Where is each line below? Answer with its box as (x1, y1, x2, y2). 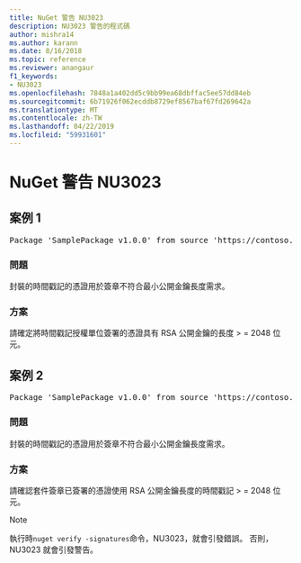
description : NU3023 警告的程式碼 (9, 22, 130, 31)
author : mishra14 (9, 30, 75, 39)
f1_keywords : (9, 72, 58, 81)
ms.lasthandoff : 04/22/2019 (9, 123, 115, 132)
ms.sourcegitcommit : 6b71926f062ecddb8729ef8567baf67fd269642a (9, 96, 252, 106)
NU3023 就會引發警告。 (9, 544, 99, 555)
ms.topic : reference (9, 55, 87, 64)
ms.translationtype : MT (9, 105, 99, 114)
